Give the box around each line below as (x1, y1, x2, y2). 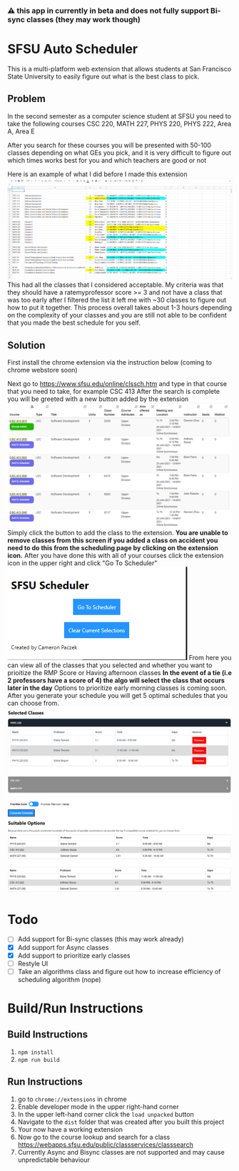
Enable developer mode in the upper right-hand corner (17, 1102, 179, 1111)
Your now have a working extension (17, 1125, 123, 1133)
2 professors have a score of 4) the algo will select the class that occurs (7, 676, 225, 684)
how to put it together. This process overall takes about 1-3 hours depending (7, 303, 233, 312)
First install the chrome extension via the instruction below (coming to (7, 358, 213, 367)
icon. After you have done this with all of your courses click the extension (7, 551, 224, 559)
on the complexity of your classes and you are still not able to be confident (7, 311, 227, 320)
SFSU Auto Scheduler (7, 41, 138, 57)
